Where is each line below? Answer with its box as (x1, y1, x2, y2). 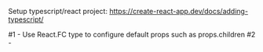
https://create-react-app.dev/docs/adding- (109, 7, 249, 16)
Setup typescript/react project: (8, 7, 108, 16)
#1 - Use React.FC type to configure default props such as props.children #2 (8, 30, 256, 39)
